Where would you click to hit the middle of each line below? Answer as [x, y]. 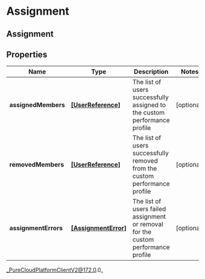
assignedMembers [37, 105]
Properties [27, 54]
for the [142, 232]
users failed [149, 209]
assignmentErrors [36, 228]
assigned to [149, 105]
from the [145, 168]
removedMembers [37, 165]
